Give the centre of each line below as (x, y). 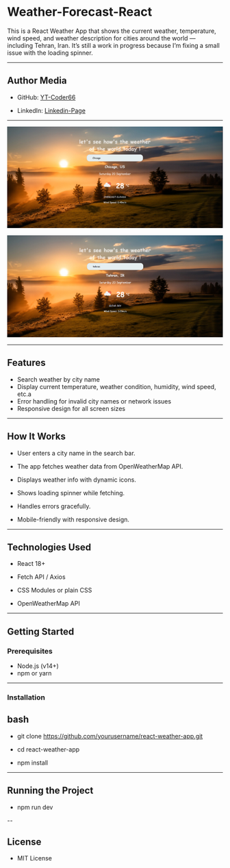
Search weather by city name (59, 379)
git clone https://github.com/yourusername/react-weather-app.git (110, 736)
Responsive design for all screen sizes (71, 408)
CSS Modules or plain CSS (54, 591)
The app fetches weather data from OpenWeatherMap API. (100, 466)
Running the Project (50, 791)
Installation (26, 697)
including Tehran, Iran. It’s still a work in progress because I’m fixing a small (114, 45)
